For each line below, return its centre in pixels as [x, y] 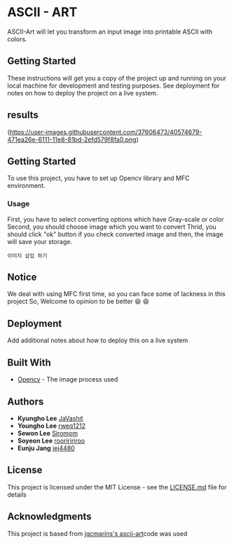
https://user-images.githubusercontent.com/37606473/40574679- [106, 132]
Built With [29, 362]
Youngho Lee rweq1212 [51, 426]
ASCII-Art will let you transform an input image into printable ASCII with [110, 32]
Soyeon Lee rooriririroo [51, 440]
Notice [22, 277]
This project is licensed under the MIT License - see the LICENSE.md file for [117, 487]
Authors [26, 402]
